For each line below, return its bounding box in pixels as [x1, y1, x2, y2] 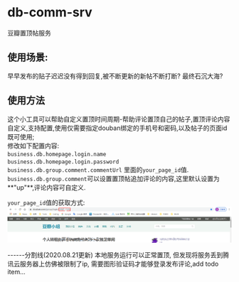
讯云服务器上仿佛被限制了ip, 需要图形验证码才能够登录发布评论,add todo [7, 259, 219, 268]
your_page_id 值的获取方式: [7, 198, 85, 207]
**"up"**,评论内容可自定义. [7, 183, 86, 192]
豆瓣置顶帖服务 [7, 28, 51, 37]
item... [7, 267, 26, 276]
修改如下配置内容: [7, 141, 60, 150]
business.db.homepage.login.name [7, 151, 107, 158]
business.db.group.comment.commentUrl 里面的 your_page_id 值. [7, 165, 189, 174]
